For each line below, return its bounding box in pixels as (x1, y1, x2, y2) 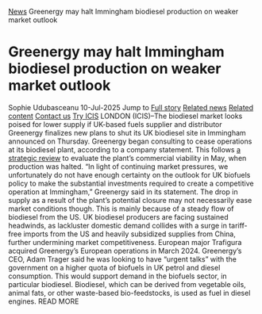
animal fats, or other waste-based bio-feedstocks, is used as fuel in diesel (8, 288, 251, 297)
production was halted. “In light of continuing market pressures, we (8, 162, 229, 171)
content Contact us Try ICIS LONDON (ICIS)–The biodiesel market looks (8, 111, 243, 121)
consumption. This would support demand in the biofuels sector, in (8, 271, 228, 281)
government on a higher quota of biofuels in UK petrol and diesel (8, 262, 221, 272)
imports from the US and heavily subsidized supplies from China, (23, 229, 237, 239)
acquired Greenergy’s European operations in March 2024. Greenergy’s (8, 246, 242, 255)
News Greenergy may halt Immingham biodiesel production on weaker (8, 7, 239, 16)
